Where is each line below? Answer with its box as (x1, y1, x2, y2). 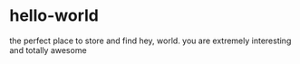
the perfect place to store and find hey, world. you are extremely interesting (9, 35, 292, 46)
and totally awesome (9, 44, 88, 55)
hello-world (9, 5, 100, 26)
